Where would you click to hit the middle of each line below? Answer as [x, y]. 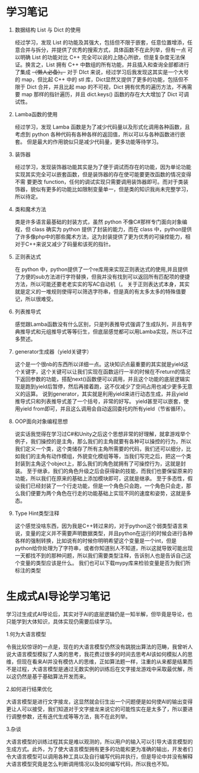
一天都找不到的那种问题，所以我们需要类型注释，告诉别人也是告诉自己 [100, 555]
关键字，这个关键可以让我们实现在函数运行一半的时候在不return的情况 [105, 371]
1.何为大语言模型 [26, 634]
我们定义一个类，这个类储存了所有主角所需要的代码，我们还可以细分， [100, 448]
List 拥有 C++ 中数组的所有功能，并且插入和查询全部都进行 [118, 64]
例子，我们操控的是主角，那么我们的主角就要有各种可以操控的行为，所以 [103, 441]
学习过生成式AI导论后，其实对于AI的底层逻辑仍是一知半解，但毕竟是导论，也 [99, 614]
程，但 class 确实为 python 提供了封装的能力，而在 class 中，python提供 [103, 229]
